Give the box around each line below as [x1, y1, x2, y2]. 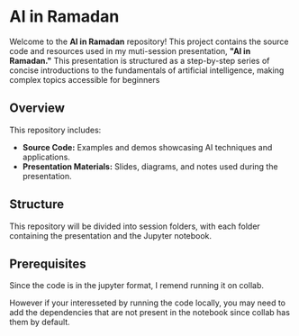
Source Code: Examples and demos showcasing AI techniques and [22, 141, 273, 152]
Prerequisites [9, 256, 86, 271]
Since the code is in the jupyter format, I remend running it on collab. [9, 280, 264, 291]
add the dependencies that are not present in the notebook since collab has [9, 307, 291, 318]
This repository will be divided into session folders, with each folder [9, 221, 261, 232]
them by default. [9, 317, 70, 328]
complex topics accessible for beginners [9, 74, 160, 85]
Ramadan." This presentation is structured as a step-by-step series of [9, 55, 270, 66]
